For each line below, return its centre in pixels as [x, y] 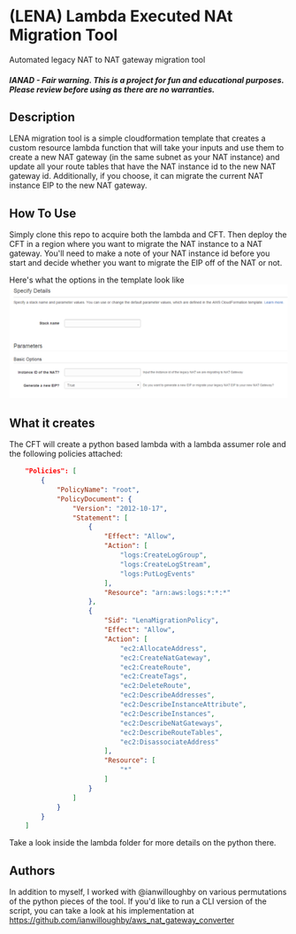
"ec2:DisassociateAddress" [169, 742]
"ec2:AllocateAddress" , [163, 648]
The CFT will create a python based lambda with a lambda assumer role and [148, 444]
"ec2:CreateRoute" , [156, 667]
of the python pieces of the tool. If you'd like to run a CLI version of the [138, 901]
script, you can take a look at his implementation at [102, 911]
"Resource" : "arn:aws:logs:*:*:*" [167, 592]
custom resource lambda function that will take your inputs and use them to [147, 148]
